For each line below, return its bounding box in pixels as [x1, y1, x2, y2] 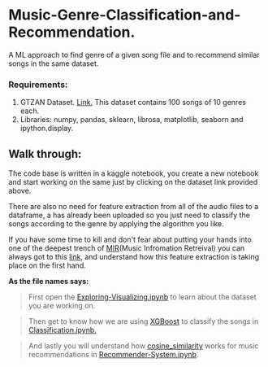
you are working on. [28, 301, 96, 311]
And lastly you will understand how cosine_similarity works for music [28, 341, 259, 351]
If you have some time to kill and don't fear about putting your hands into [8, 234, 252, 245]
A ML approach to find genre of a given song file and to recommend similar [8, 50, 260, 59]
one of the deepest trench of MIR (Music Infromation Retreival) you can [8, 243, 245, 253]
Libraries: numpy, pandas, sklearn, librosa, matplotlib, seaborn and [19, 115, 244, 125]
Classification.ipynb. [28, 325, 97, 335]
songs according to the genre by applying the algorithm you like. [8, 219, 225, 229]
